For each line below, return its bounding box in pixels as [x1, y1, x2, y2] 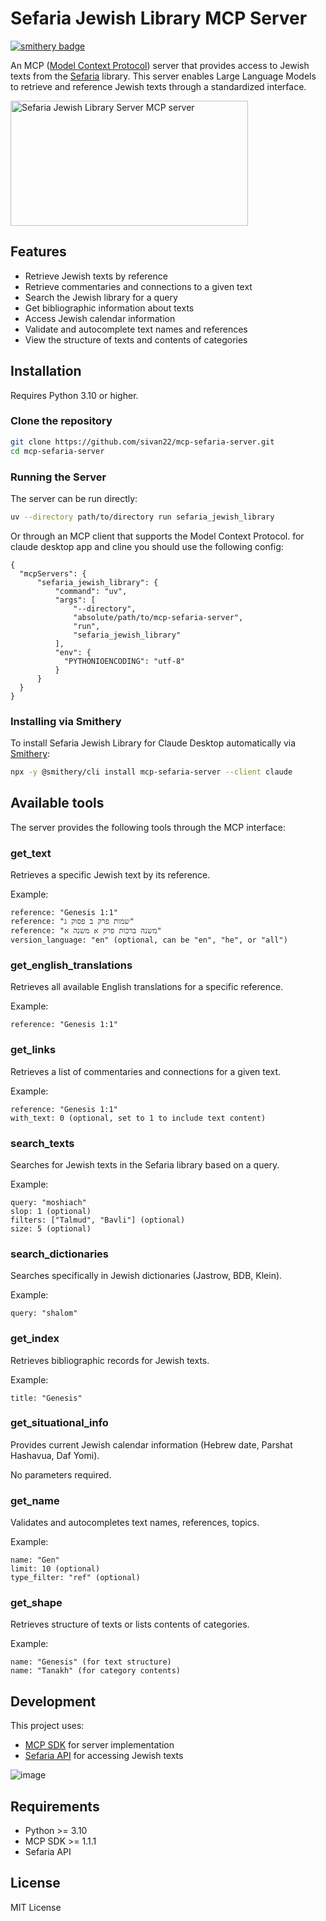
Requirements [10, 1798, 100, 1815]
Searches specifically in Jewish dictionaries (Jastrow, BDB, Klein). [10, 1270, 283, 1282]
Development [10, 1693, 97, 1710]
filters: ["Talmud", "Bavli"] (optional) [10, 1215, 186, 1225]
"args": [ [54, 595, 97, 605]
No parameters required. [10, 1468, 112, 1481]
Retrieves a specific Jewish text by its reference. [10, 869, 211, 881]
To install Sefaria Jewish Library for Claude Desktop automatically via [10, 737, 297, 749]
